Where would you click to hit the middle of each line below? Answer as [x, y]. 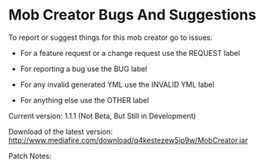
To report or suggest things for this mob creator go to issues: [110, 37]
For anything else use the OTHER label [84, 100]
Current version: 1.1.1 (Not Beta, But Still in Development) [102, 116]
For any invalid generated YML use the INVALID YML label [117, 84]
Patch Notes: [30, 156]
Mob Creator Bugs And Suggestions [132, 15]
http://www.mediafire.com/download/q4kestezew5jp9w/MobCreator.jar [128, 140]
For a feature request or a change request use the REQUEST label [130, 53]
